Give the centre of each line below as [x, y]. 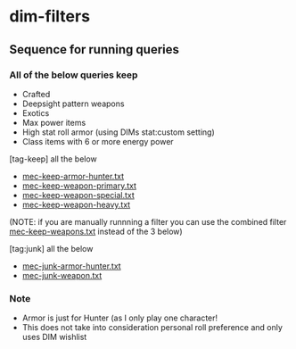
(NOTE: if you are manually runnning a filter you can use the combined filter [148, 221]
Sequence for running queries [95, 50]
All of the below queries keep [74, 75]
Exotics [36, 112]
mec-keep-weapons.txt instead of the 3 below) [96, 231]
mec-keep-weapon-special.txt [78, 195]
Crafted [36, 94]
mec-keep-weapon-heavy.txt [76, 204]
